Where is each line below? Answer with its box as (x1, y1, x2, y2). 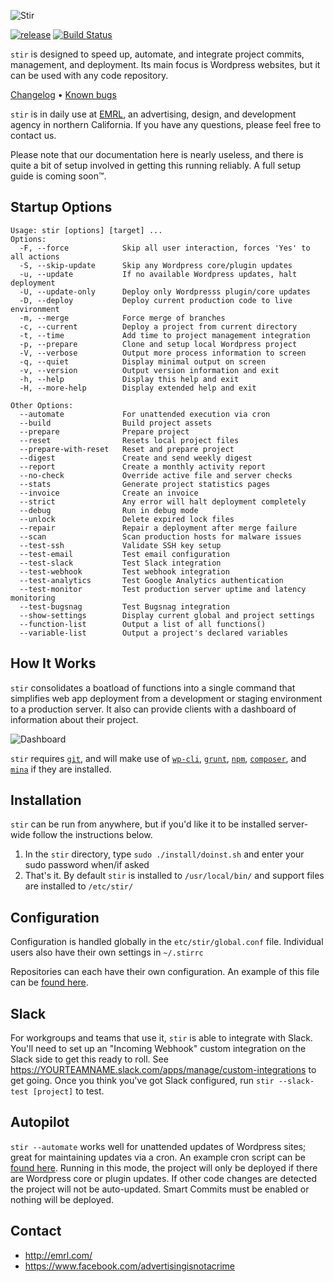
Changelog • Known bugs (10, 89, 117, 100)
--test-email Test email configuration (19, 549, 230, 559)
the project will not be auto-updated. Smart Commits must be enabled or (10, 1183, 310, 1195)
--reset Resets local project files (19, 435, 240, 445)
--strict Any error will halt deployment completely (19, 496, 307, 507)
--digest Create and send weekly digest (19, 453, 253, 463)
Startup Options (10, 199, 113, 216)
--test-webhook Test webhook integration (19, 566, 230, 577)
